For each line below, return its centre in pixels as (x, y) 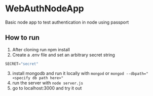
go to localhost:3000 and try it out (47, 88)
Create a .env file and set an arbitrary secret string (63, 55)
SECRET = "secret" (22, 64)
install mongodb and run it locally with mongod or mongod (68, 73)
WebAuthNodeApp (45, 9)
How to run (22, 38)
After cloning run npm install (41, 49)
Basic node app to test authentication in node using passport (67, 22)
